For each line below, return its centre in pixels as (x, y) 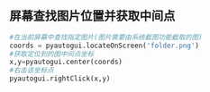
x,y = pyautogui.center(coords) (66, 62)
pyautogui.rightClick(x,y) (60, 79)
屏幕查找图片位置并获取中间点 (92, 16)
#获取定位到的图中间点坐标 (52, 54)
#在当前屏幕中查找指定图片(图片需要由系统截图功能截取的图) (106, 37)
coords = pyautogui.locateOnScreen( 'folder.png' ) (105, 46)
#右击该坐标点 (32, 71)
